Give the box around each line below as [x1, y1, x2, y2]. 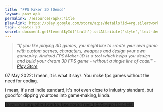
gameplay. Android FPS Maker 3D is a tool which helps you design [16, 53, 150, 58]
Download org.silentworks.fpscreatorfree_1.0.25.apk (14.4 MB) [5, 102, 134, 107]
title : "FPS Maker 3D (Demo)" [5, 7, 66, 12]
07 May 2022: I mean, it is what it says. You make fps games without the [5, 73, 150, 78]
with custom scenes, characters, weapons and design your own [16, 48, 146, 54]
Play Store [16, 63, 38, 69]
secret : [5, 29, 21, 34]
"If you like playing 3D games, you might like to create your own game [16, 43, 158, 48]
